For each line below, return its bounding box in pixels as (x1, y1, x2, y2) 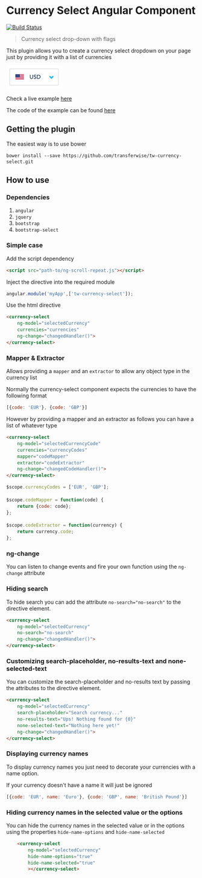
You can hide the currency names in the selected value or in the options (6, 822, 185, 829)
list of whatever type (6, 422, 57, 429)
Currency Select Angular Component (6, 4, 196, 18)
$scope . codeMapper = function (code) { (6, 496, 104, 503)
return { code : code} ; (17, 503, 71, 509)
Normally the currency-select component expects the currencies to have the (6, 386, 197, 393)
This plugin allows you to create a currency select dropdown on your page (6, 46, 191, 54)
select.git (6, 158, 34, 165)
